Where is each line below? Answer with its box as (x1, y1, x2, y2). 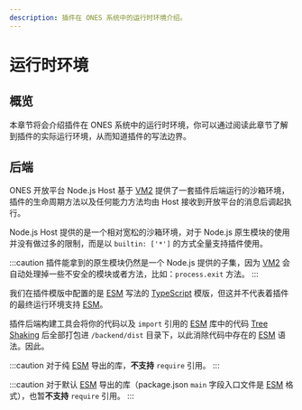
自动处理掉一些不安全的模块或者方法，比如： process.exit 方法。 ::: (9, 268, 259, 280)
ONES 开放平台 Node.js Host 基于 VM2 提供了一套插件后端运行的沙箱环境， (9, 185, 290, 196)
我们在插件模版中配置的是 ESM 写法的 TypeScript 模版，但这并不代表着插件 (9, 288, 289, 299)
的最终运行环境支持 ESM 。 (9, 299, 108, 310)
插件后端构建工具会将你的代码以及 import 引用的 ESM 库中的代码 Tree (9, 318, 269, 330)
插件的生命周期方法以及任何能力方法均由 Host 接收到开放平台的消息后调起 (9, 196, 284, 208)
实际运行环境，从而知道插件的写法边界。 (40, 130, 191, 141)
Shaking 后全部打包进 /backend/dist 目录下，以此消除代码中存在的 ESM (9, 330, 276, 340)
